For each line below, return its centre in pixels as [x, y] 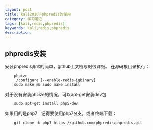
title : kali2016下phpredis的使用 [38, 14]
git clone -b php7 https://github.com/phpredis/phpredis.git [78, 123]
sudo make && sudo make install [47, 84]
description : [19, 32]
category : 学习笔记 [24, 19]
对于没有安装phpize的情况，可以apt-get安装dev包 [56, 94]
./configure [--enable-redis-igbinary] [55, 80]
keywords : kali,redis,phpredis [37, 28]
